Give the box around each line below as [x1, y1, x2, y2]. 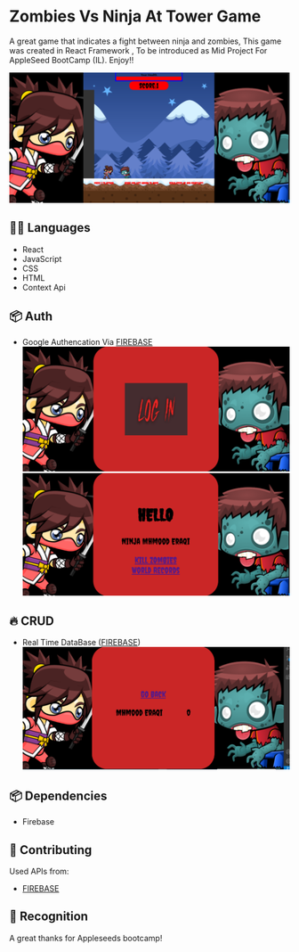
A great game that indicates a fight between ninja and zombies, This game [9, 36, 282, 46]
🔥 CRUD [9, 613, 55, 628]
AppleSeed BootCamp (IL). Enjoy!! [9, 54, 134, 65]
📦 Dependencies [9, 788, 108, 803]
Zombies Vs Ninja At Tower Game [9, 6, 262, 27]
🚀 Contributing [9, 842, 93, 858]
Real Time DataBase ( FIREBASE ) [21, 637, 141, 648]
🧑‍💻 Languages [9, 220, 91, 235]
